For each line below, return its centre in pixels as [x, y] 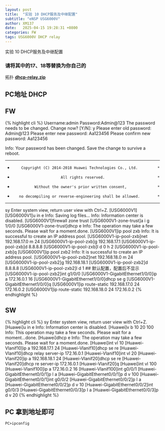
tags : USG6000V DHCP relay [33, 37]
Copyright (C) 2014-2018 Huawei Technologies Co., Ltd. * [91, 168]
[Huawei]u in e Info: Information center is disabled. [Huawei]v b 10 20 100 [79, 327]
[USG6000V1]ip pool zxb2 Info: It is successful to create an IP [80, 252]
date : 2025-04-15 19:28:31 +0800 [41, 28]
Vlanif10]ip [16, 348]
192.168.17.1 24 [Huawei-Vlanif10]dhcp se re [75, 348]
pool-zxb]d [16, 247]
